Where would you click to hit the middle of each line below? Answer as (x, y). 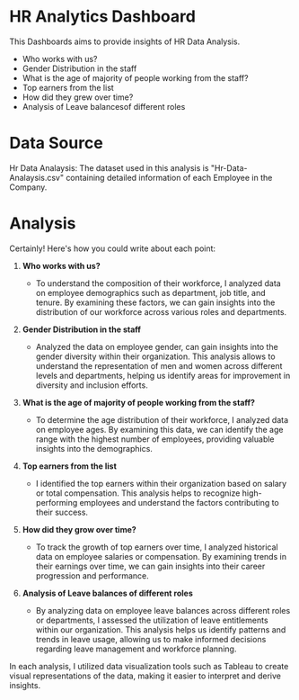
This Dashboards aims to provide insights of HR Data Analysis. (125, 41)
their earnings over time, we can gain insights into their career (150, 566)
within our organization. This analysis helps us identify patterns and (161, 629)
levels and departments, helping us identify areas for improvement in (163, 375)
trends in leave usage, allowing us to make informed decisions (151, 639)
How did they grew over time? (78, 97)
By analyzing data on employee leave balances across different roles (163, 610)
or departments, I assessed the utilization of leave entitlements (152, 620)
